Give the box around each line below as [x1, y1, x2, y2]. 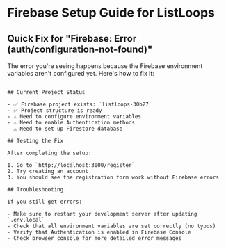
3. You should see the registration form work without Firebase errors [7, 174, 219, 181]
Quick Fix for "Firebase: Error [7, 33, 137, 45]
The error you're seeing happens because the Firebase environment [7, 62, 203, 70]
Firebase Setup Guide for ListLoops [7, 5, 216, 21]
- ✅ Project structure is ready [7, 107, 102, 114]
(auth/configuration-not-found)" [7, 43, 153, 55]
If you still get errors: [7, 198, 82, 205]
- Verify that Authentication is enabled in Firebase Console [7, 229, 191, 236]
